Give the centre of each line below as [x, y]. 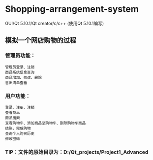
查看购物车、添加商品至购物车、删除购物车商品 [46, 123]
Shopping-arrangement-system [72, 9]
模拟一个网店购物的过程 [41, 40]
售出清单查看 [16, 83]
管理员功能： [20, 56]
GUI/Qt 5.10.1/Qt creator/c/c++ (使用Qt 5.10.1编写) [55, 23]
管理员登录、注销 [20, 67]
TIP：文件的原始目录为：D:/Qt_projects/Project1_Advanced [77, 152]
